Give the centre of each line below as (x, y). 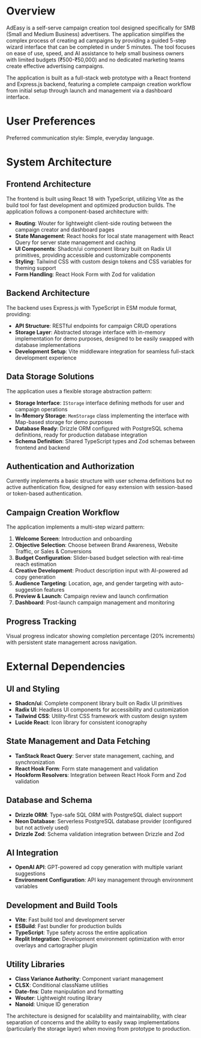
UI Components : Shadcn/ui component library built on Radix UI (93, 248)
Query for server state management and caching (75, 242)
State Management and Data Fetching (78, 741)
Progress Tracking (41, 622)
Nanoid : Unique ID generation (52, 1004)
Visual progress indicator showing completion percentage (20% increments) (100, 636)
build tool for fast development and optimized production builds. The (91, 205)
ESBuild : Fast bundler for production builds (68, 926)
